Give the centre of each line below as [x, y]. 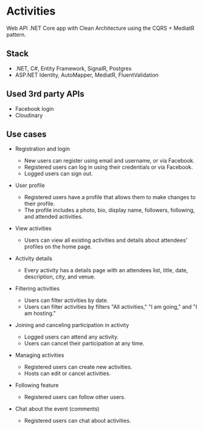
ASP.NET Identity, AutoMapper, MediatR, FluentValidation [87, 75]
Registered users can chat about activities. [77, 421]
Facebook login [34, 108]
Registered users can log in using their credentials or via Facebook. [108, 167]
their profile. [40, 204]
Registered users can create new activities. [78, 367]
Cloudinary [29, 115]
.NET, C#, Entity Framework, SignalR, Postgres [73, 68]
